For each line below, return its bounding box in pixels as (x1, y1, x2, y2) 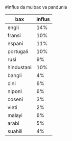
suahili (7, 128, 23, 135)
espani (7, 40, 24, 47)
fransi (7, 32, 21, 39)
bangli (7, 72, 22, 79)
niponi (7, 88, 22, 95)
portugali (7, 48, 28, 55)
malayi (7, 112, 23, 118)
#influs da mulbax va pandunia (5, 4, 67, 10)
